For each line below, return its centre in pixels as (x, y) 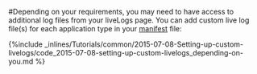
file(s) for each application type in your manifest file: (95, 29)
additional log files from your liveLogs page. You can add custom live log (129, 20)
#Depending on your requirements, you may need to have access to (121, 12)
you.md (21, 61)
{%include (25, 44)
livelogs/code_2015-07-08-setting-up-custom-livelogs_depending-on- (126, 53)
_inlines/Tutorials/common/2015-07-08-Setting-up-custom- (144, 44)
